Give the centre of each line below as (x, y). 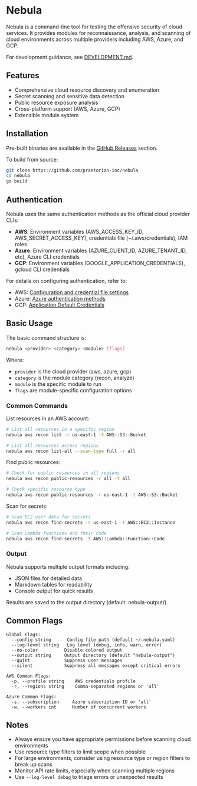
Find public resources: (33, 462)
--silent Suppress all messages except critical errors (96, 666)
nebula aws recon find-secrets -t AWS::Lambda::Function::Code (86, 539)
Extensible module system (47, 115)
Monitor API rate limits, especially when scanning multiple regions (95, 771)
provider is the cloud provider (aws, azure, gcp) (73, 371)
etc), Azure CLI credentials (47, 257)
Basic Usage (29, 323)
